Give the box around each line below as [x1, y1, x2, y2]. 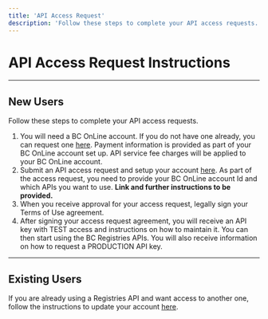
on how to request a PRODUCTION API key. [19, 242, 164, 251]
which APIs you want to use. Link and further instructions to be [19, 183, 231, 192]
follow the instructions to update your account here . [8, 302, 179, 312]
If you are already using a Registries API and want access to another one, [8, 293, 250, 303]
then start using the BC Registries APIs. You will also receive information [19, 233, 258, 243]
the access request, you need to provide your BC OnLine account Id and [19, 174, 258, 183]
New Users [8, 95, 65, 108]
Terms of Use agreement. [19, 208, 104, 218]
